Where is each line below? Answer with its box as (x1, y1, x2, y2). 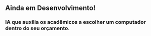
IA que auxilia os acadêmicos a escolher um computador (5, 19, 146, 26)
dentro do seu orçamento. (5, 25, 70, 32)
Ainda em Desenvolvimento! (5, 4, 96, 12)
